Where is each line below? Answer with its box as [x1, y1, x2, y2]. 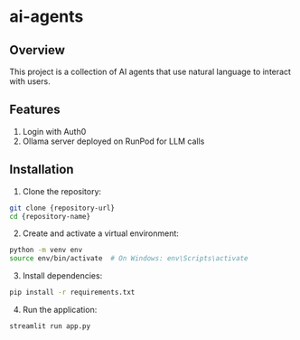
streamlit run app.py [9, 322, 91, 331]
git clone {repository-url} [9, 203, 116, 212]
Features [9, 102, 61, 118]
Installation [9, 162, 74, 177]
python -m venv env [9, 246, 83, 255]
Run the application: [22, 305, 98, 315]
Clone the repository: [22, 185, 102, 196]
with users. [9, 76, 52, 87]
